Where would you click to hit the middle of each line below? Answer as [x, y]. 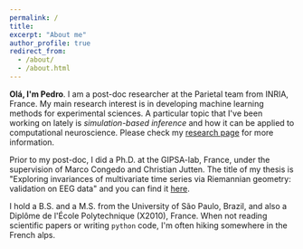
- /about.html [44, 69]
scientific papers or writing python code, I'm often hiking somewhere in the [148, 225]
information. [32, 142]
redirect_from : [38, 52]
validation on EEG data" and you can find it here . [99, 188]
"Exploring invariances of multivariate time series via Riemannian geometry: [151, 178]
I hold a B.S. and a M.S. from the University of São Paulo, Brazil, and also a [148, 206]
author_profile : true [50, 43]
